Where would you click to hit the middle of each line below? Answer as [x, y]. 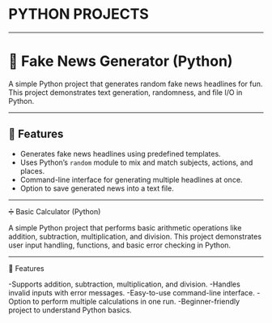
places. [32, 170]
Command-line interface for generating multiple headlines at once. [131, 179]
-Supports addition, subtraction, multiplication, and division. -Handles [124, 284]
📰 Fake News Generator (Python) [121, 61]
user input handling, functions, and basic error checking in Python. [120, 245]
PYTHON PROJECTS [79, 14]
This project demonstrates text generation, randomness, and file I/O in [125, 92]
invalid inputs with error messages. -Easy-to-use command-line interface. [132, 292]
